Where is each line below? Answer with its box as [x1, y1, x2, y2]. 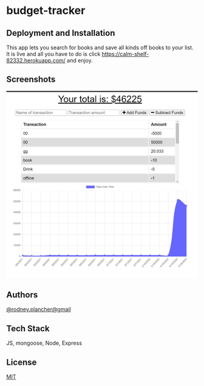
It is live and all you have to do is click [6, 50, 101, 58]
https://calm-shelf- [101, 50, 149, 58]
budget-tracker [6, 4, 86, 18]
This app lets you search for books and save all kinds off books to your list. [6, 44, 194, 51]
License [6, 357, 37, 367]
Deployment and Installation [6, 28, 115, 38]
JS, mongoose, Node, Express [6, 339, 83, 347]
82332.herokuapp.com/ [6, 57, 66, 64]
